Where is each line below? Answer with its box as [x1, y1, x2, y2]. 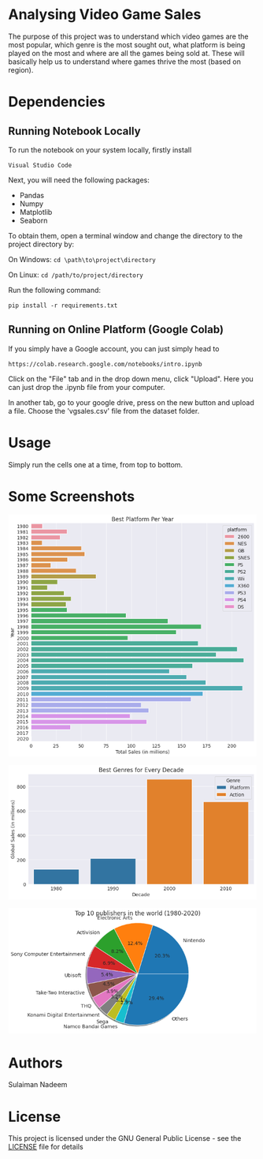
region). [8, 65, 34, 74]
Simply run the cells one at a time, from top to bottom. [8, 459, 183, 469]
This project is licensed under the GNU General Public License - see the [8, 1134, 242, 1143]
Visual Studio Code [8, 161, 72, 169]
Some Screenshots [8, 487, 135, 505]
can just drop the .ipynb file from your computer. [8, 382, 165, 392]
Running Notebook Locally [8, 124, 141, 137]
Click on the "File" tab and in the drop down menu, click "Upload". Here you [8, 373, 254, 384]
